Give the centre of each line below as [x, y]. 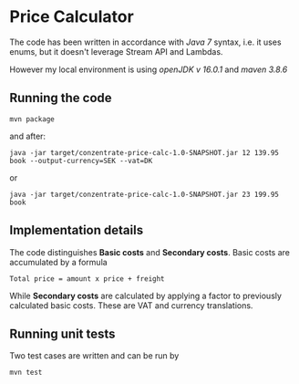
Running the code [61, 98]
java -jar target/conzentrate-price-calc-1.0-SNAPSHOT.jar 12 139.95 [144, 152]
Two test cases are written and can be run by [94, 356]
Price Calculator [72, 17]
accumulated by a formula [58, 262]
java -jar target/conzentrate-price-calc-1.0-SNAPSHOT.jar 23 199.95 [144, 194]
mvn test [26, 373]
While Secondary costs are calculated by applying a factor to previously [146, 296]
